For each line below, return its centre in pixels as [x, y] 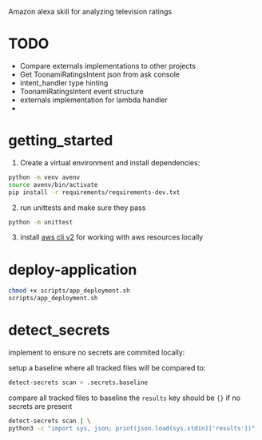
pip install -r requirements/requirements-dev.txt [94, 192]
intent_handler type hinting [64, 82]
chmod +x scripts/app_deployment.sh [69, 291]
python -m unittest [41, 222]
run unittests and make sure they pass [83, 208]
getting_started [61, 141]
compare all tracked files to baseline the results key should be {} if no [125, 398]
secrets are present [40, 406]
